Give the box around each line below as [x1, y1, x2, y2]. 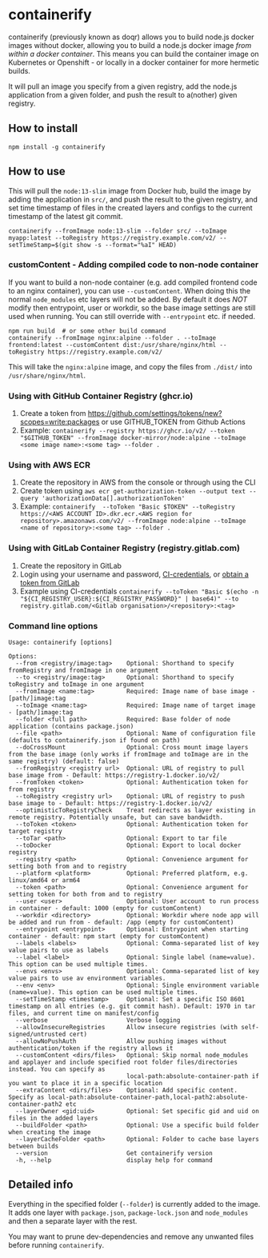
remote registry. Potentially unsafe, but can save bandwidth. [8, 813, 224, 821]
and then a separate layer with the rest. [8, 1216, 138, 1225]
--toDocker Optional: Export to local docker [15, 841, 242, 849]
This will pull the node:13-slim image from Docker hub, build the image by [8, 186, 251, 195]
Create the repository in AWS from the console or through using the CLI [19, 477, 256, 487]
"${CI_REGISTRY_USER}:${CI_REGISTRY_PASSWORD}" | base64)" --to [19, 594, 239, 603]
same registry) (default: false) [8, 757, 120, 765]
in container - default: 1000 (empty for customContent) [8, 905, 202, 913]
